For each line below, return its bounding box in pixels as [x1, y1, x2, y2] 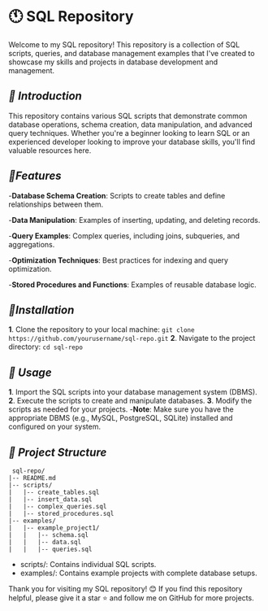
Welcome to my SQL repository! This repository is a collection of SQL [8, 39, 240, 50]
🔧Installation [8, 303, 75, 316]
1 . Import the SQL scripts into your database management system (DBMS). [8, 387, 257, 397]
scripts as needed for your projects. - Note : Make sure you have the [8, 404, 234, 414]
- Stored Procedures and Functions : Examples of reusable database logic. [8, 279, 257, 290]
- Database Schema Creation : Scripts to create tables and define [8, 190, 226, 200]
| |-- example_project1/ [8, 524, 100, 532]
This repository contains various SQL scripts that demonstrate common [8, 111, 248, 120]
